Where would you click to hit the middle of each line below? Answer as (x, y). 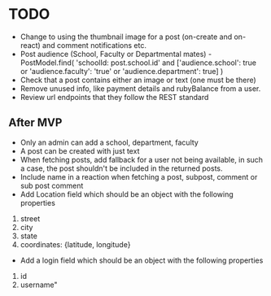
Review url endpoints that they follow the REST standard (114, 97)
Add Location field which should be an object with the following (127, 194)
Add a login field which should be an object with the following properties (142, 260)
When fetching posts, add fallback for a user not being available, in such (141, 159)
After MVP (35, 123)
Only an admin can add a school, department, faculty (109, 142)
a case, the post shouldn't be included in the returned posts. (121, 168)
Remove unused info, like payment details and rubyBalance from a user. (140, 88)
